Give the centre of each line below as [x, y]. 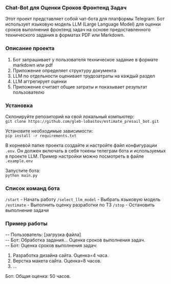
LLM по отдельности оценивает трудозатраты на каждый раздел [84, 76]
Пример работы [26, 224]
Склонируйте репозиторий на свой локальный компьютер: [70, 116]
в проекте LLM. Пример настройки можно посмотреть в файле [75, 156]
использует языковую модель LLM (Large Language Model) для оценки [83, 24]
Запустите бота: [23, 170]
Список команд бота [33, 188]
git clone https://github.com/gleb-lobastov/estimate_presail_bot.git [82, 121]
